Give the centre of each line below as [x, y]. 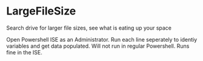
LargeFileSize [41, 11]
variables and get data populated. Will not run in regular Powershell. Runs [98, 46]
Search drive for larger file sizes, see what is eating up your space [89, 28]
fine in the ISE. [24, 52]
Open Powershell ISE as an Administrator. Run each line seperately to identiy [102, 39]
